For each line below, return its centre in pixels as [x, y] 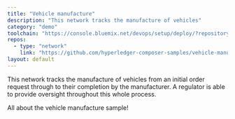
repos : [17, 40]
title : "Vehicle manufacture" [51, 14]
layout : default [31, 59]
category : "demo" [33, 27]
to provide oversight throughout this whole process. [82, 94]
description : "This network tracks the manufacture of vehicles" [104, 20]
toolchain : [23, 33]
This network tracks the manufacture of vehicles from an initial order [106, 79]
